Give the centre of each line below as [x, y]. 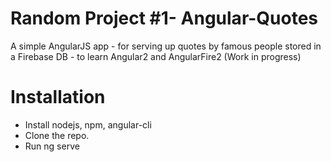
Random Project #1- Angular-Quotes [164, 18]
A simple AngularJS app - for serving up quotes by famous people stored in [166, 46]
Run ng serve [52, 146]
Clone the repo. [57, 135]
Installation [58, 97]
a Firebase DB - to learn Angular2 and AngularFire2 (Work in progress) [156, 56]
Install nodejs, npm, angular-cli [88, 124]
